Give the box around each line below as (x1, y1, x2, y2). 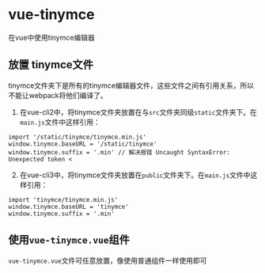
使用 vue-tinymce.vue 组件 (8, 233, 131, 247)
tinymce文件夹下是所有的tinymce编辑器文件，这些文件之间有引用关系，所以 (8, 81, 255, 90)
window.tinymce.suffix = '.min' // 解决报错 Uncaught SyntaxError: (8, 148, 231, 156)
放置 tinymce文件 (8, 58, 93, 72)
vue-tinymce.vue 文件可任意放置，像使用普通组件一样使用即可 (8, 256, 207, 265)
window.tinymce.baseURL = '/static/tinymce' (8, 140, 157, 148)
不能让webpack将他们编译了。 (8, 90, 108, 100)
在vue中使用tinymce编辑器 (8, 32, 95, 42)
